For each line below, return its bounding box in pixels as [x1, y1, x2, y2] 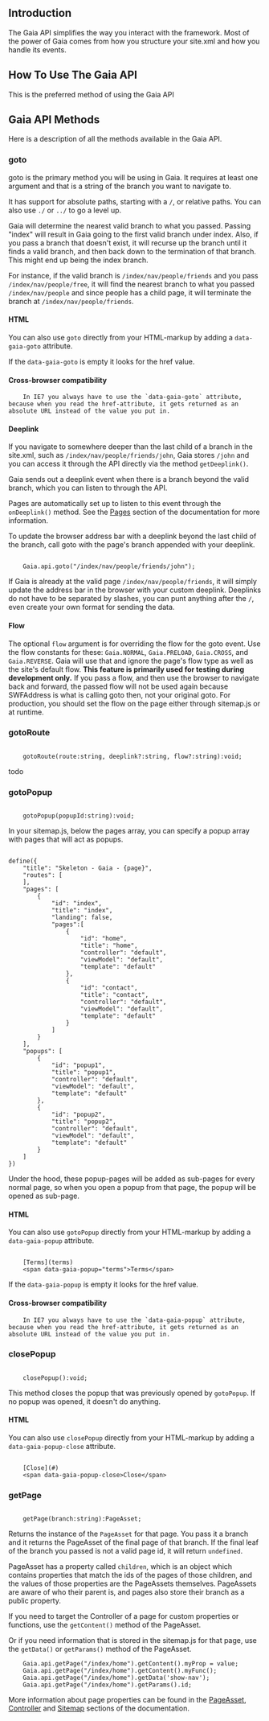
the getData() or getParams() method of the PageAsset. [8, 1645, 192, 1654]
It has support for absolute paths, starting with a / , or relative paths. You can [8, 196, 262, 206]
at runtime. [8, 707, 44, 717]
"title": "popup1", [51, 1068, 116, 1077]
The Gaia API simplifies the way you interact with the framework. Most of [8, 27, 251, 37]
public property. [8, 1596, 62, 1606]
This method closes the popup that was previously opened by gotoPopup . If [8, 1388, 255, 1398]
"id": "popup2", [51, 1110, 106, 1119]
